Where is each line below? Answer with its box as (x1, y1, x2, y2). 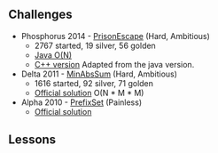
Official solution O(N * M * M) (34, 87, 144, 98)
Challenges (8, 7, 73, 22)
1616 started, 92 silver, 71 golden (34, 77, 154, 88)
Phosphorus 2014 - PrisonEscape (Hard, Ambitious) (20, 30, 210, 41)
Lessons (8, 133, 57, 148)
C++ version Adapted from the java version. (34, 59, 195, 69)
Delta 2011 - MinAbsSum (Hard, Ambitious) (20, 68, 178, 79)
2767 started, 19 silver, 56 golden (34, 40, 156, 51)
